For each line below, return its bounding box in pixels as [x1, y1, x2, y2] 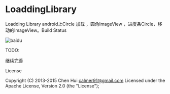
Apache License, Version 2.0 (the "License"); [5, 82, 100, 89]
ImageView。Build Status [14, 27, 67, 33]
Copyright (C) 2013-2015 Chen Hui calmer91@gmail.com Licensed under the [5, 77, 165, 83]
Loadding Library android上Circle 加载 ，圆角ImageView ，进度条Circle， [5, 21, 158, 27]
